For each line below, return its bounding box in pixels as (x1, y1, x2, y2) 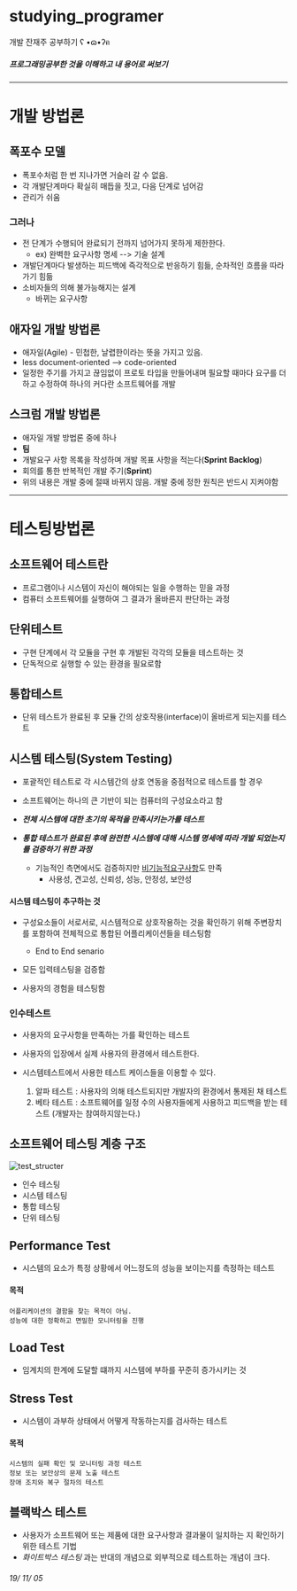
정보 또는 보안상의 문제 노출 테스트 (9, 1469, 120, 1478)
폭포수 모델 (9, 144, 66, 160)
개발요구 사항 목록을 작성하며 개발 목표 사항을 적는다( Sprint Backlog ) (21, 454, 263, 464)
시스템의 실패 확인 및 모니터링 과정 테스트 (9, 1460, 142, 1469)
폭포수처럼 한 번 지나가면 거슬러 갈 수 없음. (21, 169, 169, 180)
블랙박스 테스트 (9, 1504, 88, 1519)
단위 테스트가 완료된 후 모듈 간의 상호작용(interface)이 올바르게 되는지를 (21, 712, 271, 722)
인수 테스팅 (21, 1179, 61, 1189)
